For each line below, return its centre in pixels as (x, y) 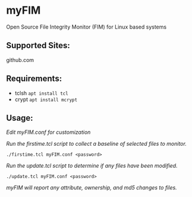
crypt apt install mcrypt (46, 99)
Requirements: (34, 79)
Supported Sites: (38, 46)
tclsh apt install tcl (41, 93)
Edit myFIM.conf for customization (48, 132)
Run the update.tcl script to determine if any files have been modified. (92, 166)
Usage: (20, 118)
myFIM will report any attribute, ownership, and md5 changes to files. (92, 187)
